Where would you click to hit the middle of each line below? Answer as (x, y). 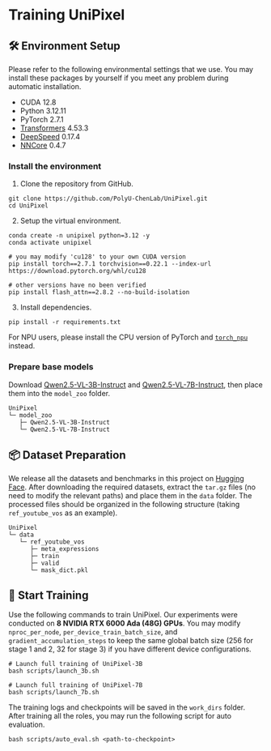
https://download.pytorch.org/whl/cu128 (78, 271)
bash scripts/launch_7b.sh (54, 693)
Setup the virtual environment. (70, 221)
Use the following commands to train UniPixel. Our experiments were (123, 615)
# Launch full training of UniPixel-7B (76, 685)
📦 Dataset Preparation (67, 455)
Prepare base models (51, 367)
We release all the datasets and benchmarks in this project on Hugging (126, 479)
